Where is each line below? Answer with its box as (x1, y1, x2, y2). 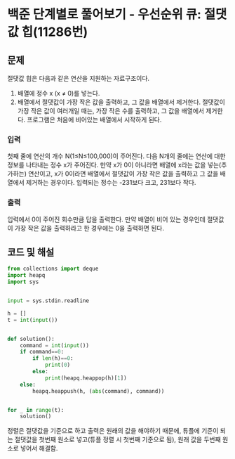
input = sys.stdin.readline (7, 297, 90, 304)
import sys (7, 278, 39, 285)
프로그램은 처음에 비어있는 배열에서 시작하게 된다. (27, 115, 162, 124)
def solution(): (7, 335, 55, 342)
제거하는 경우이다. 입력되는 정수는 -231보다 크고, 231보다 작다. (25, 179, 196, 187)
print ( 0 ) (44, 361, 71, 369)
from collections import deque (7, 265, 99, 273)
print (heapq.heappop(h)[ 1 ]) (44, 374, 128, 382)
